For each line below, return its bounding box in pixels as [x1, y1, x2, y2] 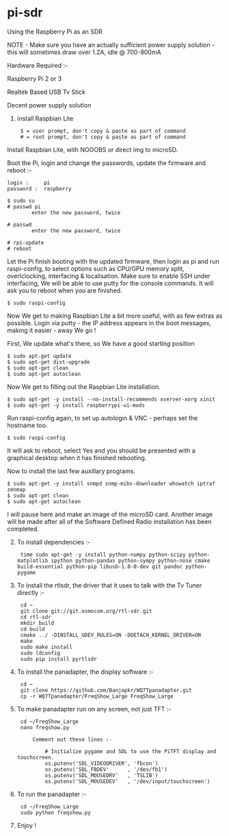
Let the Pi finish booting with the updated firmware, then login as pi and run [7, 257, 220, 265]
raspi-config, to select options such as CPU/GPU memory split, [7, 264, 185, 273]
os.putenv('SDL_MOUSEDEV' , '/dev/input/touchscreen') [44, 778, 211, 785]
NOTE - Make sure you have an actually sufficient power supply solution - [7, 40, 215, 49]
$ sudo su [7, 197, 36, 204]
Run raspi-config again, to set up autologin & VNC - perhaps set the [7, 414, 198, 422]
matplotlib [16, 557, 49, 564]
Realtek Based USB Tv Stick [7, 88, 85, 96]
